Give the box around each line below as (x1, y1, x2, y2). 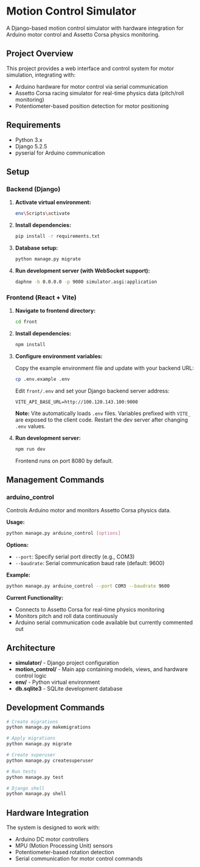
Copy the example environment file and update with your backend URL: (15, 364, 195, 372)
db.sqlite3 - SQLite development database (15, 684, 123, 692)
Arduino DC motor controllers (15, 835, 89, 843)
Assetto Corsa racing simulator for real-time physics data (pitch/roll (15, 89, 184, 97)
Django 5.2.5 (15, 142, 47, 150)
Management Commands (6, 475, 105, 485)
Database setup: (15, 245, 58, 251)
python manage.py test (6, 774, 64, 780)
